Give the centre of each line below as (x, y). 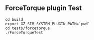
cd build (14, 19)
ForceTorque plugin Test (44, 8)
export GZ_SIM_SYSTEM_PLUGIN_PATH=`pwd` (48, 24)
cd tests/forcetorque (28, 28)
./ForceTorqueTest (24, 32)
